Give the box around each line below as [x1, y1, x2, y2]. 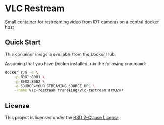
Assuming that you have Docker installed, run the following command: [5, 60, 146, 66]
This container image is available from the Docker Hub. [5, 51, 116, 57]
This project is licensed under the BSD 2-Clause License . [5, 114, 120, 120]
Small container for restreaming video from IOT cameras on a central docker [5, 19, 159, 25]
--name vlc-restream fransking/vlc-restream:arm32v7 [14, 88, 124, 93]
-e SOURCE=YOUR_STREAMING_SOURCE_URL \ [14, 84, 95, 89]
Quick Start [5, 38, 41, 47]
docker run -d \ [5, 70, 38, 75]
